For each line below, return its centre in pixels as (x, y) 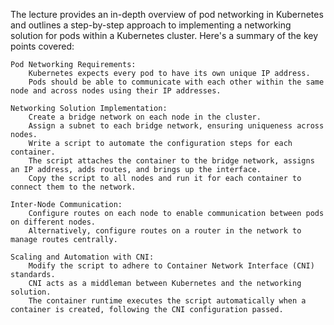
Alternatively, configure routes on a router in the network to (165, 231)
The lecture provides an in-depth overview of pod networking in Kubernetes (167, 14)
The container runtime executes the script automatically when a (167, 301)
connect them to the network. (73, 187)
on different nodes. (53, 222)
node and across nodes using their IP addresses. (116, 91)
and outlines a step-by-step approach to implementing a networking (151, 25)
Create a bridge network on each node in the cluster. (145, 117)
